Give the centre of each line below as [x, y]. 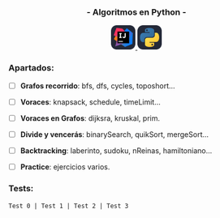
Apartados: [31, 68]
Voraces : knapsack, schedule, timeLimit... [90, 102]
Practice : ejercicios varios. [65, 167]
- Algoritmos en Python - [136, 12]
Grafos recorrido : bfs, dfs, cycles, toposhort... [98, 85]
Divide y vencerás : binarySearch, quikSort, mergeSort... [114, 134]
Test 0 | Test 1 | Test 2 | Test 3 [69, 206]
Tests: [21, 188]
